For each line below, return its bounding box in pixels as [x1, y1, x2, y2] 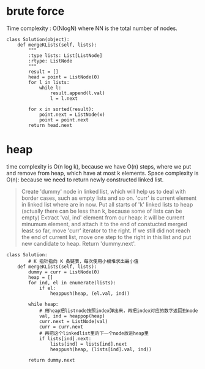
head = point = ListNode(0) [28, 74, 100, 80]
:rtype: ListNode [28, 58, 72, 64]
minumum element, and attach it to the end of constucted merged [21, 220, 188, 227]
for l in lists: [28, 79, 70, 85]
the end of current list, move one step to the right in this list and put [21, 233, 192, 240]
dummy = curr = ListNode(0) [28, 268, 100, 275]
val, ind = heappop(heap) [39, 313, 105, 319]
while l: [39, 85, 62, 91]
